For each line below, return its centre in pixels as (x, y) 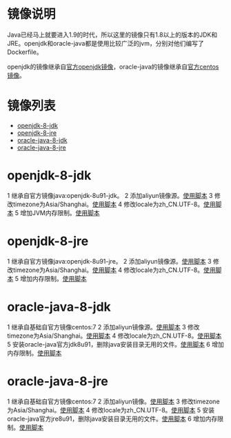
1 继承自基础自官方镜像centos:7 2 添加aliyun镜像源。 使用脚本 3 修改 (103, 327)
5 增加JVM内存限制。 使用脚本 (57, 212)
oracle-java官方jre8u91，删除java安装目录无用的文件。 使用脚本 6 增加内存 (112, 419)
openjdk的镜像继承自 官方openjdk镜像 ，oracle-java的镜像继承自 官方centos (113, 66)
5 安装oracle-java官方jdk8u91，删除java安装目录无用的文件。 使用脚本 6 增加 (115, 344)
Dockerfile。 (25, 52)
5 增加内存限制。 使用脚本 (51, 278)
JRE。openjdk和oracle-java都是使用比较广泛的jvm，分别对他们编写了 (106, 43)
